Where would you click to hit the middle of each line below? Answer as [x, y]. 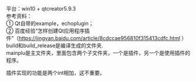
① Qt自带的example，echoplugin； [50, 23]
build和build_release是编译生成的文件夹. [55, 45]
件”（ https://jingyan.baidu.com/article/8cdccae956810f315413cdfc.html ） [97, 38]
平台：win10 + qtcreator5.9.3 [41, 9]
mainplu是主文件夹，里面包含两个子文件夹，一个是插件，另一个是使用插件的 [98, 53]
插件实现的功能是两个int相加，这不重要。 [56, 73]
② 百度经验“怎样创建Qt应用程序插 [48, 31]
